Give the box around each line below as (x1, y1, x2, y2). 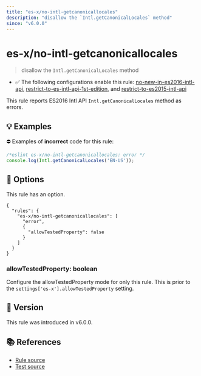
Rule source (15, 356, 46, 363)
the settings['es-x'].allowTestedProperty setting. (6, 285, 134, 292)
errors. (6, 104, 23, 111)
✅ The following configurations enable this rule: (15, 79, 135, 86)
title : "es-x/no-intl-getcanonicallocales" (6, 9, 118, 15)
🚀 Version (6, 302, 44, 313)
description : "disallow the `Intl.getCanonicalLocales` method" (6, 15, 172, 21)
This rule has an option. (6, 190, 66, 198)
